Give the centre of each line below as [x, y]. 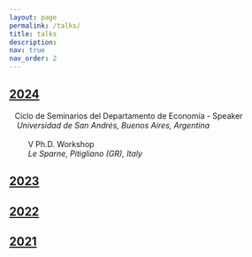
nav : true [27, 51]
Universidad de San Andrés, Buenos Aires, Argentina [113, 125]
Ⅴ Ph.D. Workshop [61, 144]
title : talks [33, 34]
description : [33, 42]
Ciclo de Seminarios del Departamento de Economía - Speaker [129, 115]
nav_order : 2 [33, 58]
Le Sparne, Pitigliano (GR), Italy [85, 153]
